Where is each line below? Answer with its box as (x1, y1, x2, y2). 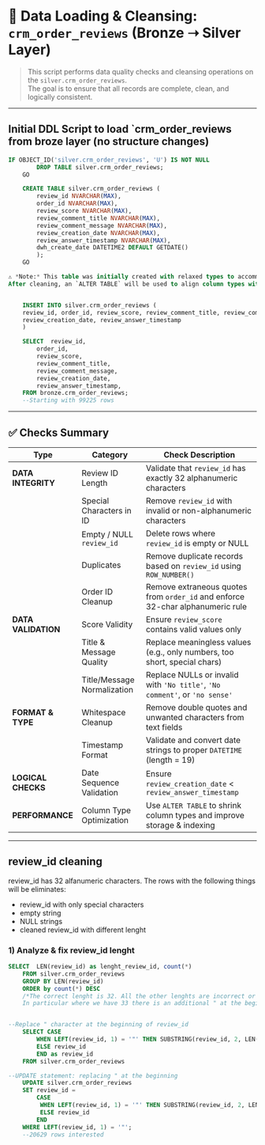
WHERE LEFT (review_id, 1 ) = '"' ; (22, 1123, 132, 1131)
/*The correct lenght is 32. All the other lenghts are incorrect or (22, 992, 256, 1000)
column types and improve (145, 809, 244, 821)
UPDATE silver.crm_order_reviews (22, 1079, 132, 1087)
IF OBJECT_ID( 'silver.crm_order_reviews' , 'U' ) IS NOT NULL (8, 156, 211, 164)
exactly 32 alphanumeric (145, 472, 238, 483)
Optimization (81, 814, 129, 825)
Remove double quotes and (145, 702, 248, 713)
